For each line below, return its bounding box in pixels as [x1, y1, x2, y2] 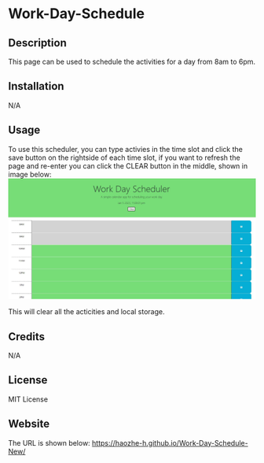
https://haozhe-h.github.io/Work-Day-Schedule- [91, 438, 249, 447]
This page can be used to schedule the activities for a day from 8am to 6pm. [8, 57, 256, 66]
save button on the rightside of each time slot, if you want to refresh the [8, 153, 241, 162]
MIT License [8, 394, 49, 404]
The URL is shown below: [8, 438, 90, 447]
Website [8, 417, 49, 431]
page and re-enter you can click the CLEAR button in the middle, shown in [8, 161, 248, 170]
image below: [8, 169, 52, 179]
